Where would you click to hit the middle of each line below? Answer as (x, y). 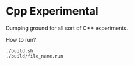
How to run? (21, 39)
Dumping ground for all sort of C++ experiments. (67, 28)
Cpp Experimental (52, 11)
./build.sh (19, 51)
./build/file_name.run (34, 56)
